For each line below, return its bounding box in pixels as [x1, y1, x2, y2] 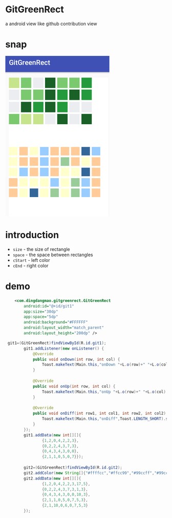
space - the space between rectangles [12, 252, 93, 258]
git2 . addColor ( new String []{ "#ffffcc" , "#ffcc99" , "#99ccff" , [24, 470, 155, 475]
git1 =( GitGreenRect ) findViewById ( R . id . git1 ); [7, 340, 106, 346]
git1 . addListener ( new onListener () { [24, 346, 104, 351]
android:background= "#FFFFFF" [24, 320, 88, 325]
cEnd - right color [12, 262, 49, 268]
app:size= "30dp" [24, 309, 58, 314]
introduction [5, 229, 59, 241]
